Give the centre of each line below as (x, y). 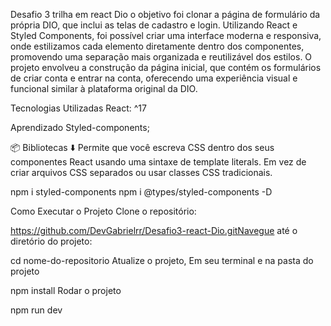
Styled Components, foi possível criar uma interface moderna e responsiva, (166, 35)
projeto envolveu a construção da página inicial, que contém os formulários (166, 67)
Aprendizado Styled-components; (80, 127)
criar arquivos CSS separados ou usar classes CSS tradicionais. (141, 172)
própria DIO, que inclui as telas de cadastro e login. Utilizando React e (154, 25)
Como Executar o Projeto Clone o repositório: (103, 211)
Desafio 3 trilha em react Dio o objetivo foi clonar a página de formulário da (165, 14)
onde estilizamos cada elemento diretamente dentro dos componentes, (157, 46)
